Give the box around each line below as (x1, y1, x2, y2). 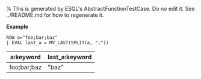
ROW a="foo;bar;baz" (6, 35, 58, 41)
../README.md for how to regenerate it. (6, 11, 104, 19)
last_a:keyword (47, 53, 92, 61)
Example (6, 23, 29, 30)
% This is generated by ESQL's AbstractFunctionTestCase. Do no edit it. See (6, 5, 195, 12)
